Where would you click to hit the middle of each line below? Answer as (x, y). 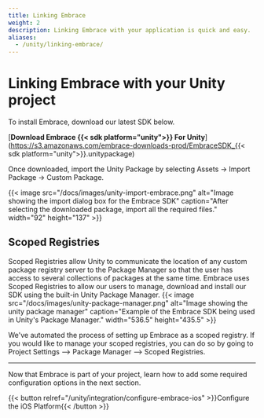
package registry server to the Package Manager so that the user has (121, 269)
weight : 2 (24, 23)
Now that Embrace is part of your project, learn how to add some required (128, 374)
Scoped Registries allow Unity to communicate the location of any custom (128, 261)
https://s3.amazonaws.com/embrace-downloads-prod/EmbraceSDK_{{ (126, 145)
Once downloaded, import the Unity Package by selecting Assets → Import (129, 169)
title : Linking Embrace (47, 15)
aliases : (22, 37)
